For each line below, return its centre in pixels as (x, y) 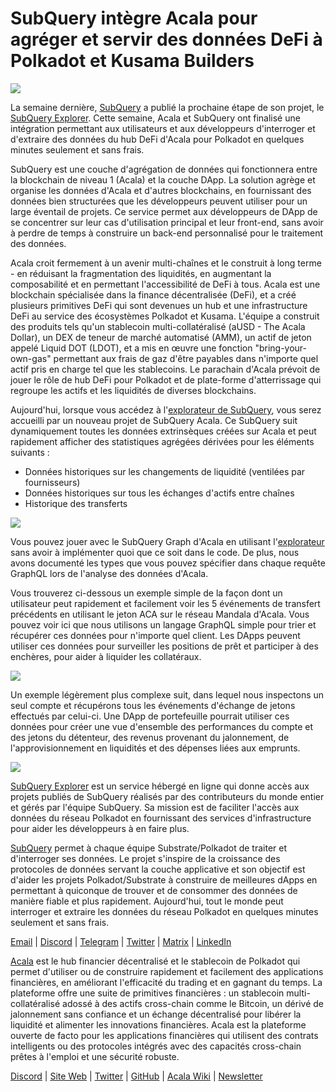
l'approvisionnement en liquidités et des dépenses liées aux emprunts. (155, 748)
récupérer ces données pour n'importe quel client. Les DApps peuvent (155, 635)
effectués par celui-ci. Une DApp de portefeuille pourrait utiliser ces (150, 716)
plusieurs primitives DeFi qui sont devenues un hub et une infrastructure (159, 305)
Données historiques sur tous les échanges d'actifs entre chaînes (159, 493)
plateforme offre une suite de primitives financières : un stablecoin (147, 993)
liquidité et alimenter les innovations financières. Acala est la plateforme (158, 1024)
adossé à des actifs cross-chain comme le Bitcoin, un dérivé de (193, 1003)
